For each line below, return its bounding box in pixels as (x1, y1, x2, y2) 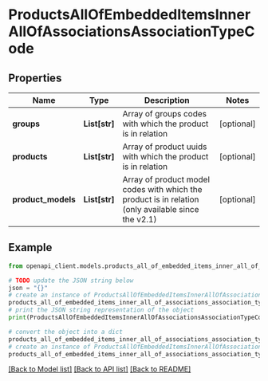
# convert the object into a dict (8, 328, 124, 336)
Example (8, 241, 53, 254)
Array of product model (122, 174, 210, 185)
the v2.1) (122, 214, 157, 225)
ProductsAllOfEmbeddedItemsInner (8, 6, 251, 24)
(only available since (122, 204, 199, 214)
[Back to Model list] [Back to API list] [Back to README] (8, 364, 191, 374)
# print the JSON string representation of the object (8, 306, 195, 314)
